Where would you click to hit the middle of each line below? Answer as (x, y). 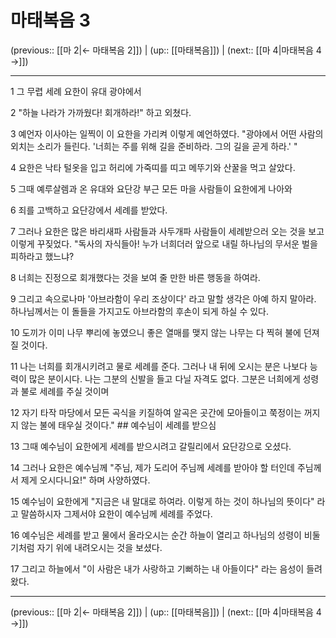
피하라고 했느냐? (42, 256)
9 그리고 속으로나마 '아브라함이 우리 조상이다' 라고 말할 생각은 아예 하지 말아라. (163, 298)
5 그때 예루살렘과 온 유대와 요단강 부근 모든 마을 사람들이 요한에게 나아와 (151, 188)
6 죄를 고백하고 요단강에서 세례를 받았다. (89, 210)
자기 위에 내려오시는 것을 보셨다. (99, 547)
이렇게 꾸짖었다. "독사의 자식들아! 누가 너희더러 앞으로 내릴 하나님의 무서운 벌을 (164, 243)
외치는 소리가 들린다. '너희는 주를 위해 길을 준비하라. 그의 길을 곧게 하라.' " (154, 146)
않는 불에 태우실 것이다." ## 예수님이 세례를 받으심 (118, 425)
